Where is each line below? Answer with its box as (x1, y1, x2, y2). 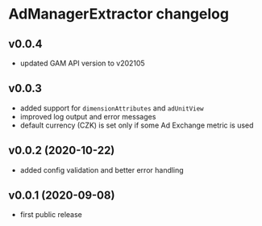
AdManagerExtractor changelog (8, 5, 230, 23)
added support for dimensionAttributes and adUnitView (19, 103, 204, 113)
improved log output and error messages (19, 111, 156, 121)
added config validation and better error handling (19, 165, 184, 174)
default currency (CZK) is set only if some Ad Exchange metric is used (19, 120, 254, 130)
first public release (19, 210, 82, 220)
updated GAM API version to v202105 (19, 58, 145, 68)
